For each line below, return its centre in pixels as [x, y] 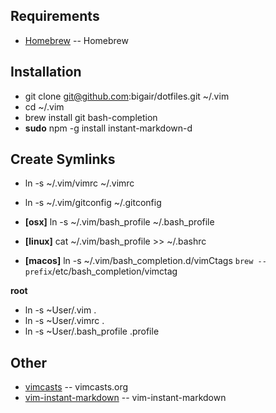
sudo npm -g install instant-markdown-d [108, 128]
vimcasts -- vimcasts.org [76, 387]
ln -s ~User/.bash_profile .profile [92, 331]
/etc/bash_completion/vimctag [114, 271]
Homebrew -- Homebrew [76, 40]
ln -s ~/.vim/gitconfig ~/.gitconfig [93, 203]
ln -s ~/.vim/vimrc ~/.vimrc [79, 183]
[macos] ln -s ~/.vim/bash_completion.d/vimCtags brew [139, 261]
